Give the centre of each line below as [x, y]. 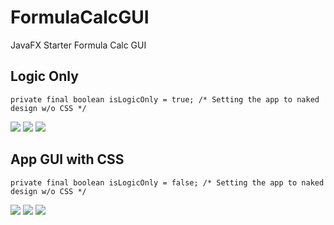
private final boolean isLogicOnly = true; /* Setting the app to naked [165, 99]
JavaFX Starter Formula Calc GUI [78, 45]
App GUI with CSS [67, 159]
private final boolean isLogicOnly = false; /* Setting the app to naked [167, 182]
